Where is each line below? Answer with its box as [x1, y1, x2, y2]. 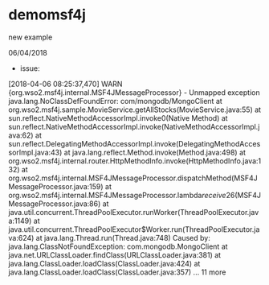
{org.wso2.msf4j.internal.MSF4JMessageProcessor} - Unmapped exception [8, 87, 260, 97]
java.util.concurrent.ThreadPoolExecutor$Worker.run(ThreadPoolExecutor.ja [8, 224, 260, 234]
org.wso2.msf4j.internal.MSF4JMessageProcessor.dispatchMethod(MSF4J [8, 173, 259, 183]
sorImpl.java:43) [8, 147, 63, 157]
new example [8, 32, 53, 42]
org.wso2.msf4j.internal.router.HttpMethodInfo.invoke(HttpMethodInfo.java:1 [8, 155, 262, 166]
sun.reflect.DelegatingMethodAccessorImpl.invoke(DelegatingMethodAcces [8, 138, 261, 148]
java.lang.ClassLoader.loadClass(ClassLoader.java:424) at [8, 258, 201, 268]
